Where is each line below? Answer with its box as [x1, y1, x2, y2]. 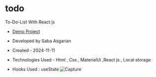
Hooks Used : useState [12, 66, 59, 72]
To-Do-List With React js [5, 19, 55, 25]
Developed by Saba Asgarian [12, 38, 71, 44]
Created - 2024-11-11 [12, 47, 55, 53]
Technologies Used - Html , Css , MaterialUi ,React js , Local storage [12, 57, 151, 62]
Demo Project [12, 28, 40, 34]
